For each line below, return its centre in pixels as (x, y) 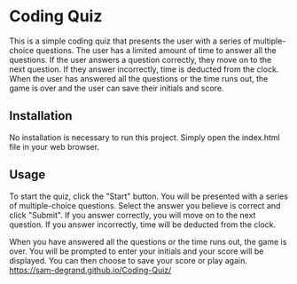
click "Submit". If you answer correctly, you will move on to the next (133, 215)
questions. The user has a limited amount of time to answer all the (156, 50)
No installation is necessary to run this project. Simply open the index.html (145, 137)
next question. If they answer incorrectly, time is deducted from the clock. (144, 69)
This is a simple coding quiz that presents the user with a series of (130, 41)
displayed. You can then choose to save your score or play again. (129, 260)
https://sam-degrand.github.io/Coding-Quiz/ (90, 270)
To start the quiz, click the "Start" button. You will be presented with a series (148, 196)
